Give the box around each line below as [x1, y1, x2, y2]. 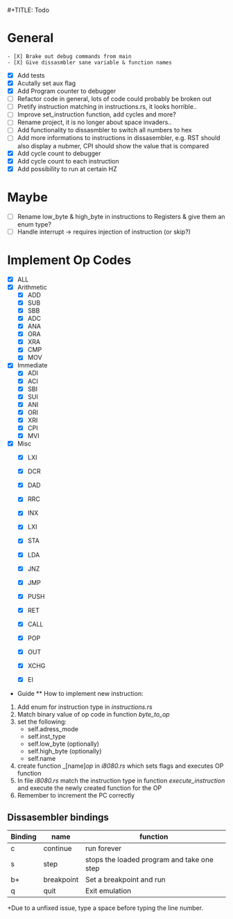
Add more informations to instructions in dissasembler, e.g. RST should [17, 134, 221, 142]
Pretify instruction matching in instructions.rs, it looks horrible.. [17, 103, 198, 111]
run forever [85, 843, 122, 853]
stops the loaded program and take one [85, 855, 214, 864]
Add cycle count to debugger [17, 149, 101, 157]
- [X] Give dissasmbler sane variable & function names [7, 59, 172, 66]
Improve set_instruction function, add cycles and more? [17, 110, 177, 119]
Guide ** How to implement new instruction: [17, 690, 144, 698]
